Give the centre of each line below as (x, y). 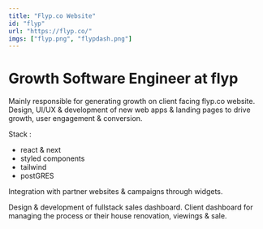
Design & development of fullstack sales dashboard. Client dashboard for (131, 207)
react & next (41, 150)
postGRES (37, 176)
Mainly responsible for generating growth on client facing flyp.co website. (132, 102)
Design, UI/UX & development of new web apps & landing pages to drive (129, 110)
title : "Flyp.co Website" (52, 16)
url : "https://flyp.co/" (50, 31)
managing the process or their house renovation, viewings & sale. (118, 216)
